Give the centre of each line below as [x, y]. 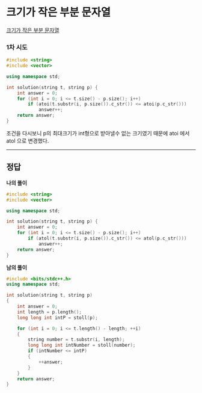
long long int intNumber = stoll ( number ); [82, 345]
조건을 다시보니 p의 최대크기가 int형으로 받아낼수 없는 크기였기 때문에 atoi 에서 [98, 133]
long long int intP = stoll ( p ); [57, 317]
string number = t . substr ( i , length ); [76, 340]
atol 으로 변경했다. [28, 141]
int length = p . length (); [50, 312]
